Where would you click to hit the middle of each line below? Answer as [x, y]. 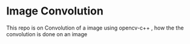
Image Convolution [55, 11]
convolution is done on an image [47, 34]
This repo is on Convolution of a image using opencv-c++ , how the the [95, 28]
